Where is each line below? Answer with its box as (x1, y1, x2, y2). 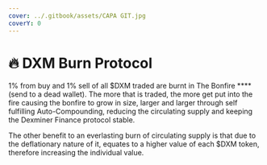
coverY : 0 (8, 19, 42, 27)
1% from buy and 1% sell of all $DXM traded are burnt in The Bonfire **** (8, 81, 252, 91)
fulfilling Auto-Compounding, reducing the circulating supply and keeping (8, 106, 252, 117)
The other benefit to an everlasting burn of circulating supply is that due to (8, 130, 257, 141)
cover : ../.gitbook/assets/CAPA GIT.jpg (8, 11, 147, 20)
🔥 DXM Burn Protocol (8, 54, 153, 72)
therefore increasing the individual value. (8, 148, 144, 158)
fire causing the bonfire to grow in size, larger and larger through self (8, 98, 238, 108)
